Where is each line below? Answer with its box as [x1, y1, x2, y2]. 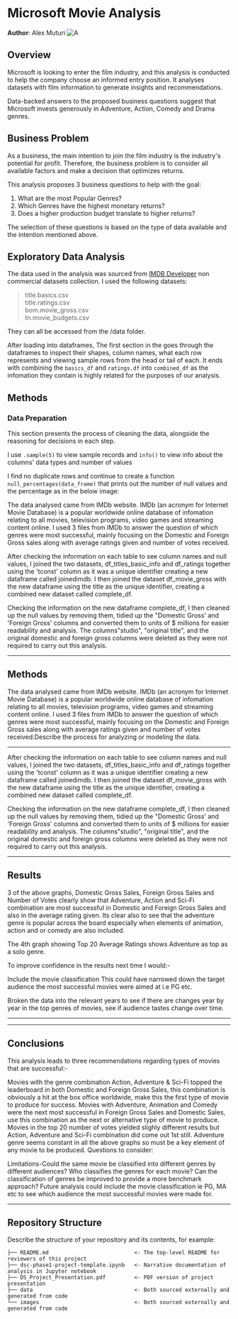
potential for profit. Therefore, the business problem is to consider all [7, 158, 209, 168]
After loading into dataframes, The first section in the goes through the [7, 341, 214, 349]
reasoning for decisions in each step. [7, 437, 115, 445]
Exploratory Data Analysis [7, 251, 125, 263]
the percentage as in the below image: [7, 487, 120, 496]
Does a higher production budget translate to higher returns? [17, 209, 195, 217]
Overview [7, 49, 52, 61]
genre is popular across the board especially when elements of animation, [7, 918, 223, 927]
